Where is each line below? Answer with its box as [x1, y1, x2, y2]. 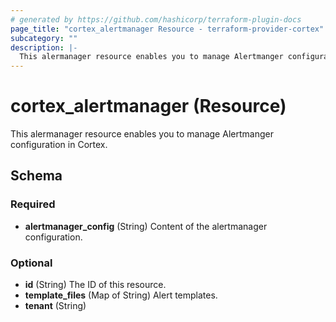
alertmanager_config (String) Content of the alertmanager [24, 220, 268, 232]
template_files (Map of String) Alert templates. [24, 289, 218, 301]
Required [10, 197, 56, 211]
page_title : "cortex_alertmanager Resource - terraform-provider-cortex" [10, 24, 325, 34]
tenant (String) [24, 300, 87, 312]
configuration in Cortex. [10, 139, 108, 151]
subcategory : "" [10, 33, 78, 43]
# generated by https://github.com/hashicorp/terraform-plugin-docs [10, 14, 302, 25]
